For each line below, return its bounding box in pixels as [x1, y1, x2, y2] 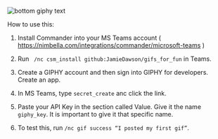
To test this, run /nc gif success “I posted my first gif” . [17, 124, 190, 132]
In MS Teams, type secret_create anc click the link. [17, 89, 167, 97]
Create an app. [17, 75, 61, 84]
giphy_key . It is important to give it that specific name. [17, 110, 174, 118]
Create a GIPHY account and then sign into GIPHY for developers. [17, 68, 209, 76]
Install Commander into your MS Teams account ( [17, 34, 162, 42]
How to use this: [7, 20, 55, 28]
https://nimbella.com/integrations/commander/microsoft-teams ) [17, 41, 205, 49]
